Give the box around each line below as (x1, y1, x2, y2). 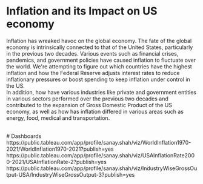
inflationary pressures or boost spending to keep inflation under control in (6, 76, 191, 83)
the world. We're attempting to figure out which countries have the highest (6, 62, 192, 70)
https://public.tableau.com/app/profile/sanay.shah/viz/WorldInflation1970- (6, 139, 191, 146)
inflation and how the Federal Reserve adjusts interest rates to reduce (6, 69, 180, 76)
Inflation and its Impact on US (6, 4, 158, 18)
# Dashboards (6, 132, 42, 140)
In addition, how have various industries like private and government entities (6, 88, 197, 96)
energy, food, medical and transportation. (6, 114, 110, 122)
